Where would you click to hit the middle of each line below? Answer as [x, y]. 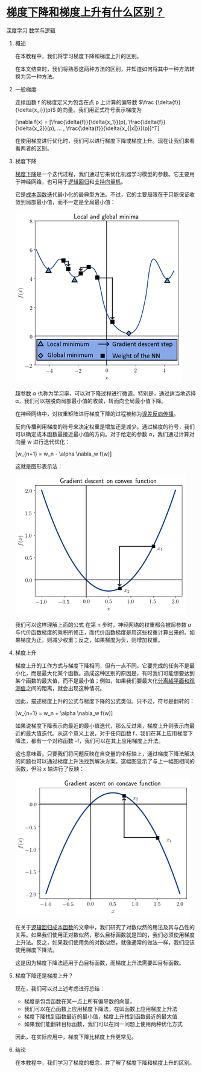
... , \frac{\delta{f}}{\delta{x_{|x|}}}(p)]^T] [108, 128]
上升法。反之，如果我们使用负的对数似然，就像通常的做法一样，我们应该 [105, 942]
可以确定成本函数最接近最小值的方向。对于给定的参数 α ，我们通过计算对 [105, 434]
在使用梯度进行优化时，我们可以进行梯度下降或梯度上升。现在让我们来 [102, 140]
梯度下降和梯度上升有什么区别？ [86, 12]
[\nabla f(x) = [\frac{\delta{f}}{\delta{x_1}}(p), [71, 122]
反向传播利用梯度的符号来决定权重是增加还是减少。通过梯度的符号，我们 [105, 427]
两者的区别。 [36, 148]
